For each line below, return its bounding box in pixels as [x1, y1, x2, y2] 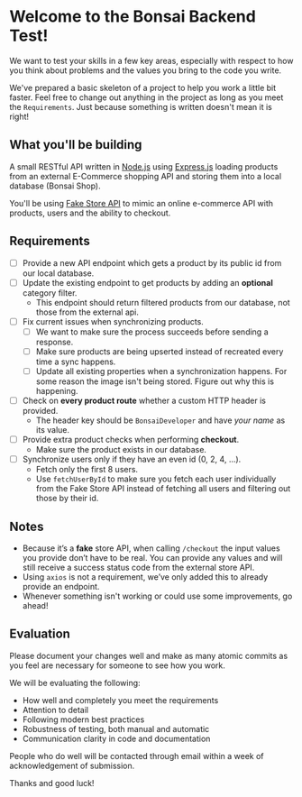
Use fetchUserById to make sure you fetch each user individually [35, 473, 277, 484]
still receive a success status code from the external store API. [22, 562, 255, 573]
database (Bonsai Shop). [9, 180, 101, 191]
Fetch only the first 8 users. [35, 464, 138, 475]
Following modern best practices [22, 714, 145, 725]
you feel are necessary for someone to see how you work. [9, 660, 225, 671]
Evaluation [9, 627, 70, 642]
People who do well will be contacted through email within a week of [9, 750, 264, 761]
